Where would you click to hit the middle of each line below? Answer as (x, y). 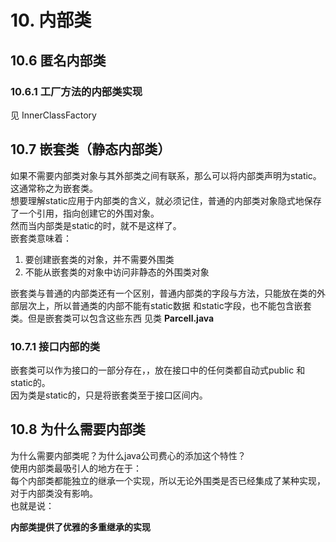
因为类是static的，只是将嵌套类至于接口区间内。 (109, 395)
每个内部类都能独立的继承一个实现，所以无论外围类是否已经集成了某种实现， (168, 480)
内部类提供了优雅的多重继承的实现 (80, 527)
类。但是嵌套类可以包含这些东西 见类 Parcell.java (112, 318)
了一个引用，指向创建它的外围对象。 (85, 213)
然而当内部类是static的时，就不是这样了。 (96, 225)
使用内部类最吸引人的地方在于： (76, 468)
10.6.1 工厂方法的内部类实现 (76, 91)
